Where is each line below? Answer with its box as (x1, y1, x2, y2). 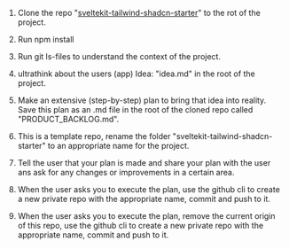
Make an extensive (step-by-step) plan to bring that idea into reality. (17, 95, 267, 105)
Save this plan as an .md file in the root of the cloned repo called (17, 105, 254, 114)
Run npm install (17, 35, 74, 44)
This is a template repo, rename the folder (17, 131, 171, 141)
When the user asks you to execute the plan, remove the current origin (17, 211, 277, 221)
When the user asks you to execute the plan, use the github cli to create (17, 184, 281, 194)
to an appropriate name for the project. (47, 141, 190, 151)
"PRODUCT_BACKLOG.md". (17, 114, 120, 124)
